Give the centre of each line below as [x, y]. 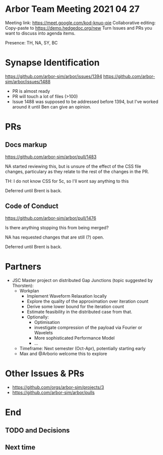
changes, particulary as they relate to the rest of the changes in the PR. [77, 172]
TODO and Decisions [38, 431]
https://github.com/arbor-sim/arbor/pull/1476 [51, 218]
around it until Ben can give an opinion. [52, 106]
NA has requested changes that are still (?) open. [54, 237]
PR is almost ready [31, 91]
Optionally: [38, 317]
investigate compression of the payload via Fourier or [88, 327]
